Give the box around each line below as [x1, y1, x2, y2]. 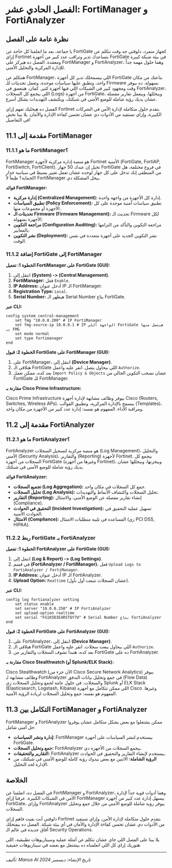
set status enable [15, 601, 54, 606]
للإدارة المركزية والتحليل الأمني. [6, 65, 65, 70]
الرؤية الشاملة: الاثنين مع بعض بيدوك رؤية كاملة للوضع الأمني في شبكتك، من [13, 756, 157, 762]
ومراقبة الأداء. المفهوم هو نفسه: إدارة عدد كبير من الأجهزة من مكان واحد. [6, 405, 144, 412]
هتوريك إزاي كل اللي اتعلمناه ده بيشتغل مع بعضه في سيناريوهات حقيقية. [6, 841, 142, 848]
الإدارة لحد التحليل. [13, 761, 49, 767]
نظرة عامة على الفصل [6, 35, 68, 43]
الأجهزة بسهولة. [13, 216, 43, 222]
